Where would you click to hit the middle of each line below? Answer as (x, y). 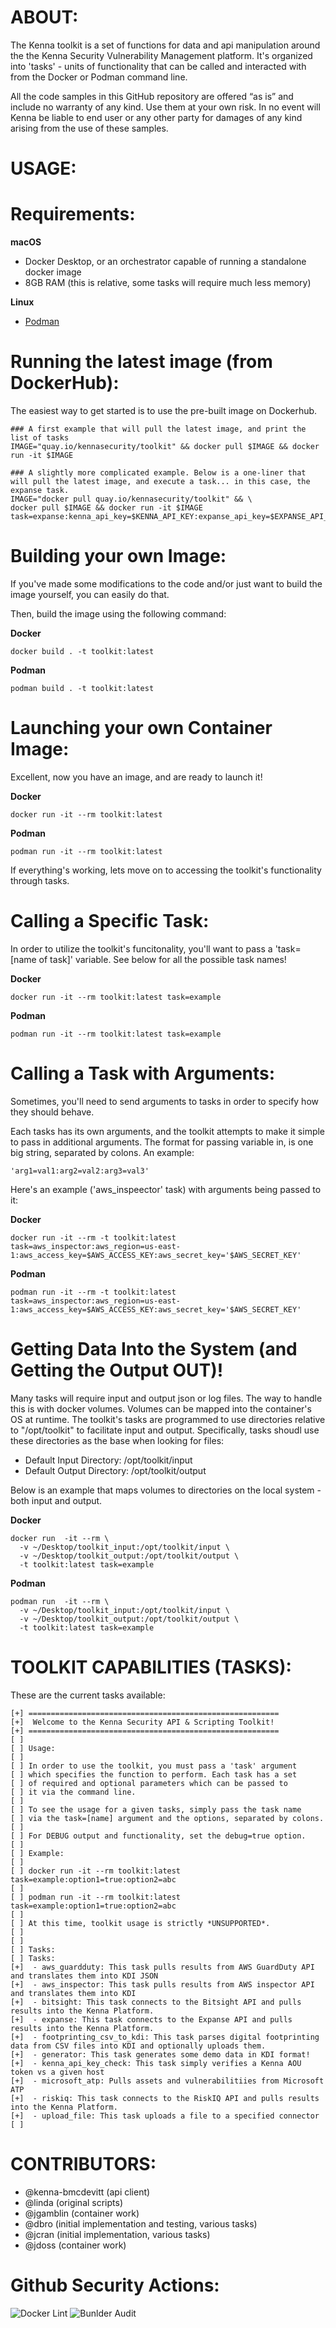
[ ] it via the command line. (73, 1792)
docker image (53, 272)
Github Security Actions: (115, 2285)
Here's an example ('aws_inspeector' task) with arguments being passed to (166, 1189)
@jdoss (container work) (75, 2245)
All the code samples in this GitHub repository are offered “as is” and (152, 96)
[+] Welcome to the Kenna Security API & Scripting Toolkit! (142, 1722)
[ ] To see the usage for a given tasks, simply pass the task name (156, 1809)
